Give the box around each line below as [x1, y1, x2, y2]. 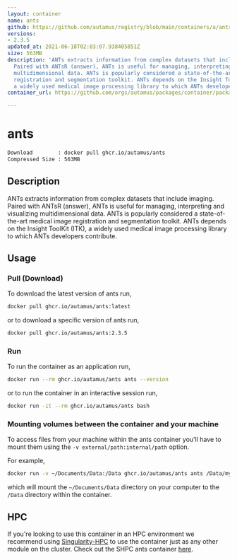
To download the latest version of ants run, [7, 289, 132, 298]
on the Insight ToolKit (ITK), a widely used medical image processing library [7, 224, 227, 233]
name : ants [7, 17, 39, 24]
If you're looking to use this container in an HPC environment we [7, 530, 195, 538]
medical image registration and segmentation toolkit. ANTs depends [29, 216, 227, 225]
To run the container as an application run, [7, 362, 130, 371]
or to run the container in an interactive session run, [7, 389, 158, 397]
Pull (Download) [7, 273, 63, 283]
